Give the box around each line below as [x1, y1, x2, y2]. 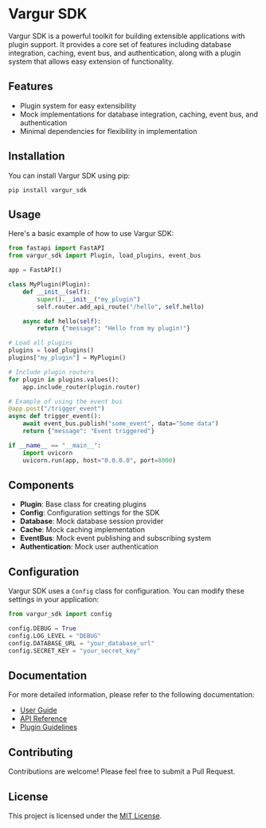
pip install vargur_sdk [8, 186, 88, 194]
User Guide [19, 705, 57, 715]
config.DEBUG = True [8, 625, 77, 633]
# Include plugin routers [8, 368, 94, 376]
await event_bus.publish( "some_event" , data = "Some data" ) [22, 420, 219, 428]
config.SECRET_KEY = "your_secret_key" [8, 647, 141, 655]
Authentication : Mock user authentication [19, 542, 159, 551]
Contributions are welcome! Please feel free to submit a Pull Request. [8, 767, 236, 776]
